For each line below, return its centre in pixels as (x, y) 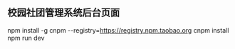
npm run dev (26, 38)
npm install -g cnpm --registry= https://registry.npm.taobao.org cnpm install (118, 30)
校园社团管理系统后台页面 (63, 13)
